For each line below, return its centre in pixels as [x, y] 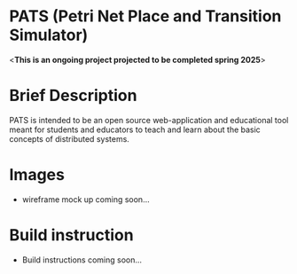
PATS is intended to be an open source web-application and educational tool [149, 120]
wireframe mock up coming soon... [86, 199]
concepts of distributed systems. [70, 138]
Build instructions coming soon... [82, 260]
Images [37, 175]
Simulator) [49, 35]
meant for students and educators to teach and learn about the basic [135, 129]
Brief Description [73, 96]
